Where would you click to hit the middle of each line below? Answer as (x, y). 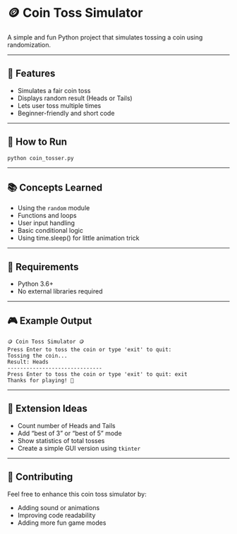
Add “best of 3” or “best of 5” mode (69, 433)
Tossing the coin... (38, 356)
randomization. (29, 44)
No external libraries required (60, 291)
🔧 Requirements (43, 267)
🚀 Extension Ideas (48, 409)
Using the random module (54, 208)
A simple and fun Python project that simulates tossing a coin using (105, 37)
